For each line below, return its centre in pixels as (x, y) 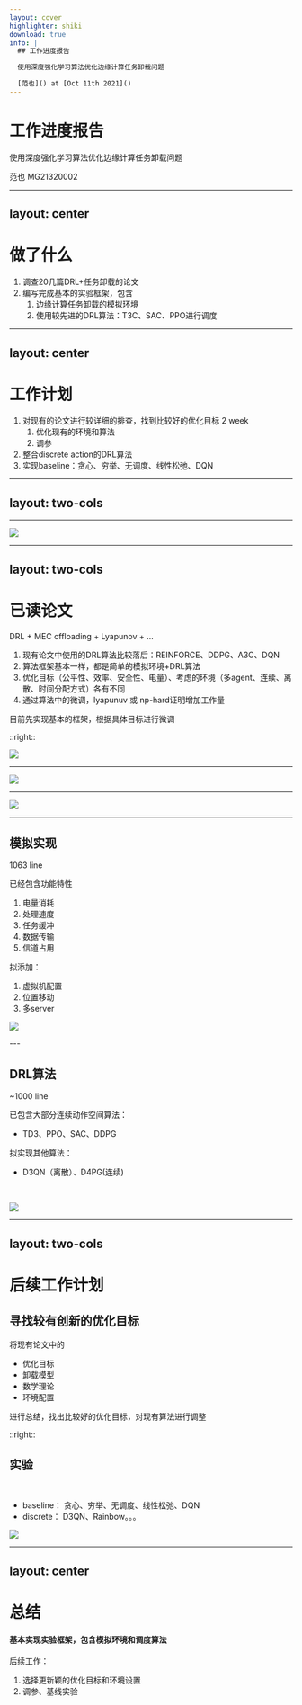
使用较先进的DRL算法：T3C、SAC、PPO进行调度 (126, 316)
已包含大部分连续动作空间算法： (68, 1115)
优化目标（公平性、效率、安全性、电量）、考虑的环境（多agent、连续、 (153, 677)
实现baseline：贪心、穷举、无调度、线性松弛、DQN (118, 466)
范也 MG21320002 (44, 176)
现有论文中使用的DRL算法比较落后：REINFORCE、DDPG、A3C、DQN (151, 655)
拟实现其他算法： (41, 1153)
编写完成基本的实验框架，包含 (77, 293)
